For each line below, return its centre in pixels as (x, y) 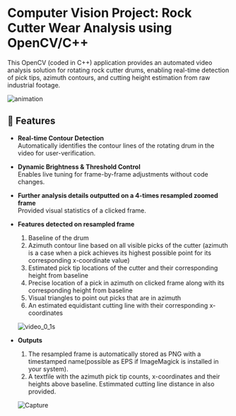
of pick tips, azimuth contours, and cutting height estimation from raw (109, 77)
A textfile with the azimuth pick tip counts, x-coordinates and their (124, 376)
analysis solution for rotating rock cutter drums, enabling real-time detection (118, 70)
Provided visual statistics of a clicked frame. (82, 210)
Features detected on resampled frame (76, 224)
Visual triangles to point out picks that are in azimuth (105, 297)
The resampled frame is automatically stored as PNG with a (114, 354)
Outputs (30, 340)
